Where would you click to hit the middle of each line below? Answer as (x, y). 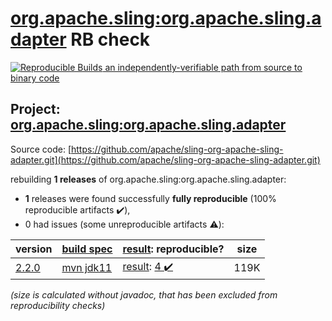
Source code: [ (41, 149)
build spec (87, 249)
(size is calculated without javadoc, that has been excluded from (144, 294)
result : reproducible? (173, 249)
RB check (110, 39)
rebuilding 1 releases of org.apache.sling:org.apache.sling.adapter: (148, 179)
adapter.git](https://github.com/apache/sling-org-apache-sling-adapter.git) (165, 159)
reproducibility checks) (58, 305)
